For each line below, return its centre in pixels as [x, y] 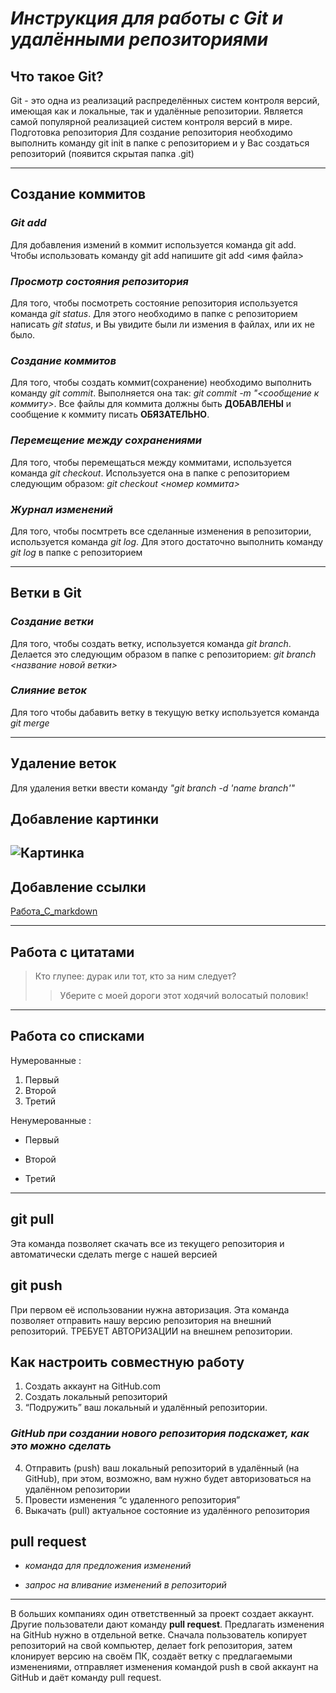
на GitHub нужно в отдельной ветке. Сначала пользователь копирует [159, 1635]
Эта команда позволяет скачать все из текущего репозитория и [147, 1243]
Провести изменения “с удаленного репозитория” [132, 1499]
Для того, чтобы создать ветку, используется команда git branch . [151, 643]
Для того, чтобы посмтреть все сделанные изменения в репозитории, [161, 531]
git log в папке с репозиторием [76, 552]
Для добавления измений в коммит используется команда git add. [153, 244]
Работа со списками [77, 1036]
